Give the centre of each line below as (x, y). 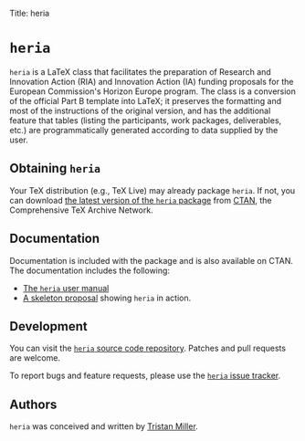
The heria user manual (66, 288)
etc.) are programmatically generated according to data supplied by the (144, 130)
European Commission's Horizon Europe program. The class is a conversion (153, 91)
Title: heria (30, 13)
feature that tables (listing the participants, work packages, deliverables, (146, 120)
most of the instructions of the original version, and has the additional (140, 110)
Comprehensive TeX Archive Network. (81, 210)
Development (49, 326)
